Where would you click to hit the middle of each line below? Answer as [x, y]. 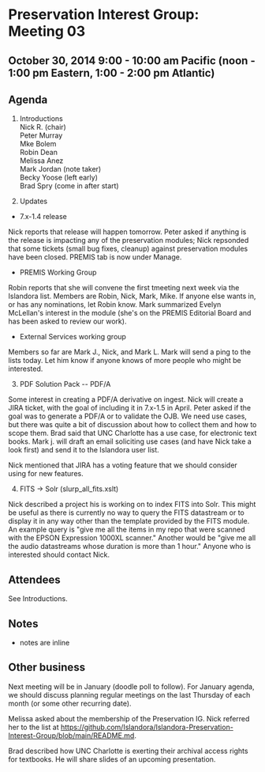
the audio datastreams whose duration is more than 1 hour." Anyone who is [129, 547]
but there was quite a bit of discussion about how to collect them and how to [132, 425]
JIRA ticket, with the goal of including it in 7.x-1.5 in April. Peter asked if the [129, 408]
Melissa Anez [41, 161]
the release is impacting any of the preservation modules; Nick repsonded [129, 240]
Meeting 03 [47, 31]
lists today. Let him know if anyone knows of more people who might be [125, 361]
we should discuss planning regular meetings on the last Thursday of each [129, 694]
